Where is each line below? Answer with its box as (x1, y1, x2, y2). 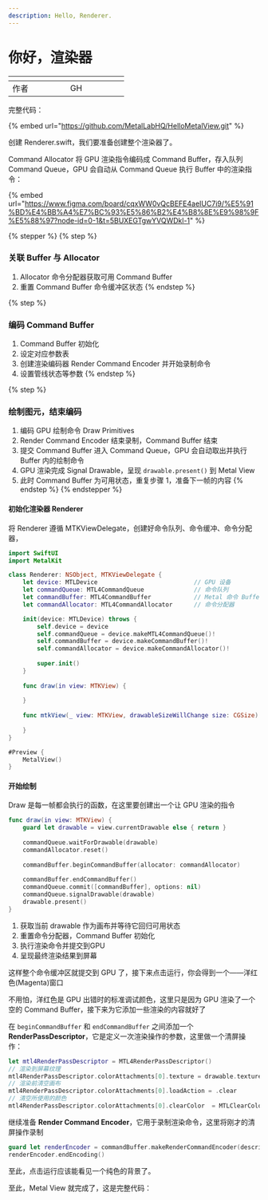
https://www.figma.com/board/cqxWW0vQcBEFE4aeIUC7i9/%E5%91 (24, 199, 254, 208)
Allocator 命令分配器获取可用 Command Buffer (19, 272, 173, 282)
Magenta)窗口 (18, 977, 64, 987)
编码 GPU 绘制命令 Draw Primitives (19, 426, 135, 436)
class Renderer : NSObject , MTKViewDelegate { (8, 571, 162, 579)
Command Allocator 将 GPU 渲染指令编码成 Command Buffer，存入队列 (8, 154, 243, 164)
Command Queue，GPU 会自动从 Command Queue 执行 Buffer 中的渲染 (8, 164, 246, 174)
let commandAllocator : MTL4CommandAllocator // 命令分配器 (22, 600, 235, 609)
